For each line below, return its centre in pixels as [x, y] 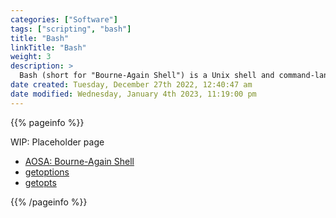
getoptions [47, 172]
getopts [40, 182]
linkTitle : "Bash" [48, 47]
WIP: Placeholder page [57, 142]
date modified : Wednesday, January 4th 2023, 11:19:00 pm [133, 94]
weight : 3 [31, 57]
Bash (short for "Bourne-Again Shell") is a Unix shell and [147, 76]
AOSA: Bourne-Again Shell [79, 161]
